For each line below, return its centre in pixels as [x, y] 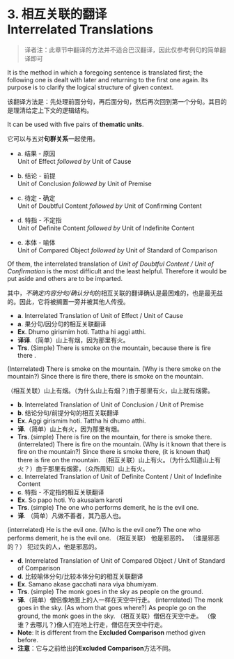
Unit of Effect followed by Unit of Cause [74, 161]
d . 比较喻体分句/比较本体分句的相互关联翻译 [80, 576]
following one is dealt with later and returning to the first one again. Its [108, 79]
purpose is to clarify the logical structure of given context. [91, 87]
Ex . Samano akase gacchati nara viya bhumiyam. [88, 584]
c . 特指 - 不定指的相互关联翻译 [61, 492]
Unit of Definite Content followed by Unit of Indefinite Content [106, 228]
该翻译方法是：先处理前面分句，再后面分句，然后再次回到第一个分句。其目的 [117, 101]
